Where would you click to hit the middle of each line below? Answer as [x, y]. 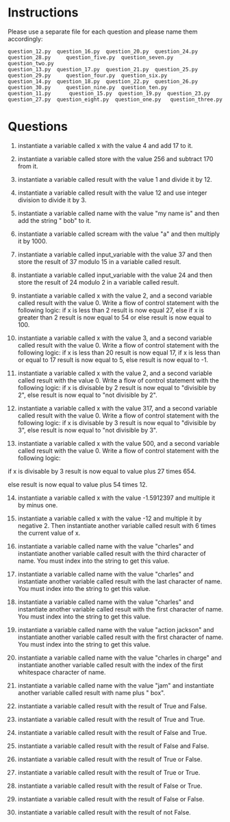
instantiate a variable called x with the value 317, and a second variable [117, 408]
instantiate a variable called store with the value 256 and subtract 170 [115, 158]
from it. [28, 166]
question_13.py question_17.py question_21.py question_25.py [103, 69]
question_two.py [31, 63]
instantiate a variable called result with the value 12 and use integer [112, 193]
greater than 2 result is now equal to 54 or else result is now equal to [114, 317]
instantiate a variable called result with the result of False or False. [111, 799]
